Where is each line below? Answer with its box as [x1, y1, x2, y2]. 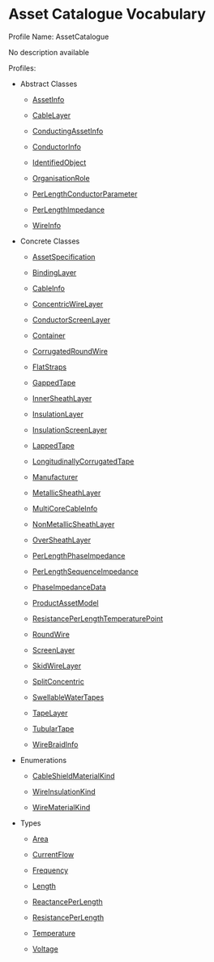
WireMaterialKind [32, 802, 91, 812]
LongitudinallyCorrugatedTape [32, 456, 135, 466]
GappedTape [32, 377, 76, 387]
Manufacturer [32, 472, 79, 481]
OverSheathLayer [32, 535, 92, 545]
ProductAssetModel [32, 597, 99, 607]
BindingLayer [32, 267, 77, 277]
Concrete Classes [19, 236, 80, 246]
